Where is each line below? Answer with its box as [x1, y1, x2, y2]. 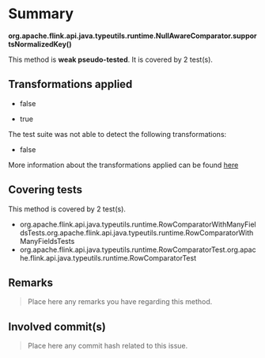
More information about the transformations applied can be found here [8, 160, 239, 169]
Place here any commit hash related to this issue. [27, 341, 188, 351]
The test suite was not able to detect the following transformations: [8, 129, 227, 139]
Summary [8, 5, 74, 23]
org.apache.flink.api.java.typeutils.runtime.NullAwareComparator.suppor [8, 31, 257, 40]
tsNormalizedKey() [8, 39, 72, 48]
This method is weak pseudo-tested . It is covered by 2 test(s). [8, 55, 214, 64]
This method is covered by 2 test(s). [8, 204, 127, 214]
